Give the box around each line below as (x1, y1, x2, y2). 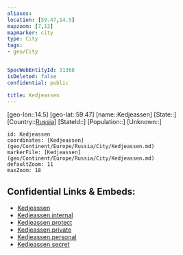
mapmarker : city (7, 29, 53, 36)
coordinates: (7, 137, 45, 144)
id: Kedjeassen (7, 131, 51, 138)
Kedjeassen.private (16, 226, 72, 234)
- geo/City (7, 49, 38, 56)
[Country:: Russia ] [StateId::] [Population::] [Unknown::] (7, 118, 162, 126)
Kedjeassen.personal (16, 233, 77, 241)
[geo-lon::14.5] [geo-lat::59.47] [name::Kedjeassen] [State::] (7, 110, 177, 119)
